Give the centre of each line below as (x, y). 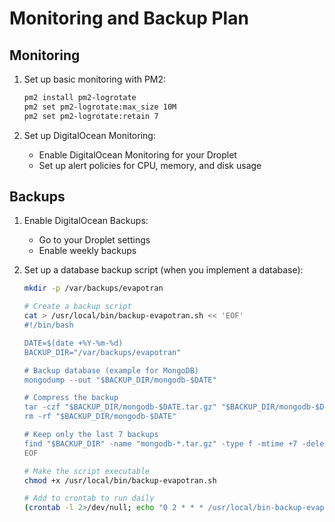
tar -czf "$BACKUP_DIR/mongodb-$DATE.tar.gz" (120, 407)
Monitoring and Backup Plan (129, 18)
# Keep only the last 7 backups (91, 435)
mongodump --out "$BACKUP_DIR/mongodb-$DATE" (120, 380)
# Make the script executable (87, 471)
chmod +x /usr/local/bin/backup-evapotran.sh (120, 480)
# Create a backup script (77, 307)
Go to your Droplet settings (94, 240)
